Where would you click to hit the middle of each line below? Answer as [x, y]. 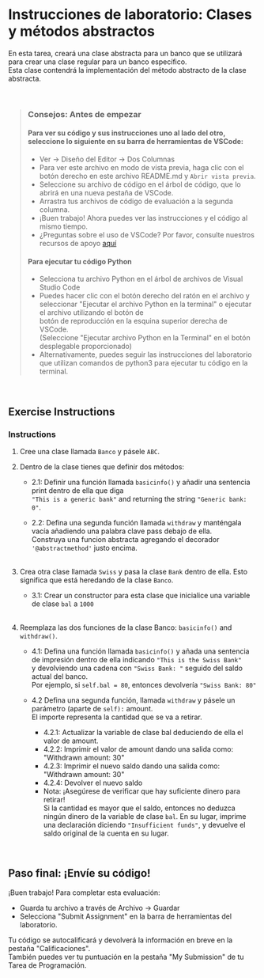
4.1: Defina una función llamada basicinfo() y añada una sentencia [140, 651]
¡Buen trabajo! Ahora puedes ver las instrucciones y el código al [143, 218]
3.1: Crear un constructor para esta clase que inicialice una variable [141, 595]
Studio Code [60, 287]
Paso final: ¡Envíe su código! [79, 873]
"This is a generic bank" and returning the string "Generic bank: [139, 498]
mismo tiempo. [64, 226]
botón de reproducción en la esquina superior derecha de [133, 321]
